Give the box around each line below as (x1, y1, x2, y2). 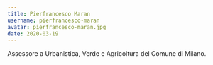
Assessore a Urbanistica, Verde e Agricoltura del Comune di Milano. (7, 49, 207, 58)
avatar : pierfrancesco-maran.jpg (7, 23, 106, 30)
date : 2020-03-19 (7, 30, 59, 37)
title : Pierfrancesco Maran (7, 10, 91, 18)
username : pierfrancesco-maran (7, 17, 100, 24)
